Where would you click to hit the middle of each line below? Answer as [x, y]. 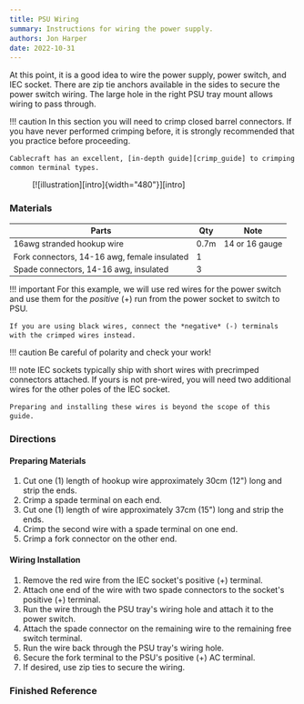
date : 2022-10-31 [42, 48]
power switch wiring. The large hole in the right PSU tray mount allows [141, 95]
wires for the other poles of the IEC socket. [90, 389]
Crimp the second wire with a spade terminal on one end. [130, 529]
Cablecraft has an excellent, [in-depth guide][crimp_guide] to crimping [152, 159]
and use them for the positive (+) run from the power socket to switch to [145, 299]
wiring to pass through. [53, 104]
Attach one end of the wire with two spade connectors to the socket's [153, 589]
